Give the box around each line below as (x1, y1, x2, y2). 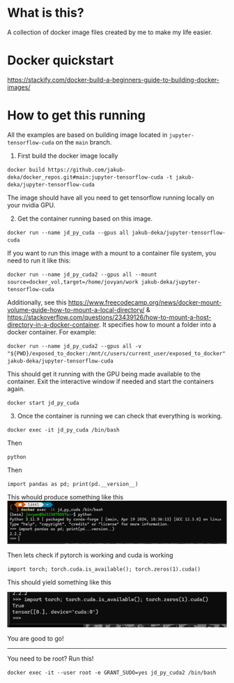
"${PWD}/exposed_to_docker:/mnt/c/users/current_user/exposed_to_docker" (7, 350, 226, 357)
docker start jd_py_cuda (7, 399, 79, 406)
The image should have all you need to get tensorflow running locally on (7, 193, 214, 202)
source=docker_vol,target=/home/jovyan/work (7, 278, 139, 286)
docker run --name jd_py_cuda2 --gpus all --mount (7, 271, 157, 278)
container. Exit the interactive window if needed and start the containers (7, 377, 214, 385)
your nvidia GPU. (7, 200, 56, 209)
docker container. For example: (7, 328, 97, 336)
